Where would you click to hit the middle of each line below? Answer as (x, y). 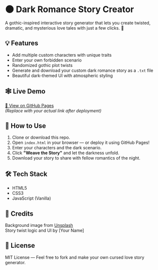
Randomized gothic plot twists (42, 65)
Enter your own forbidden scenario (47, 60)
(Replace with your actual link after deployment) (53, 111)
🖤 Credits (19, 214)
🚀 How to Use (25, 126)
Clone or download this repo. (41, 138)
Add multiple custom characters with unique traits (62, 55)
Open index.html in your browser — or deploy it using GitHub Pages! (81, 143)
